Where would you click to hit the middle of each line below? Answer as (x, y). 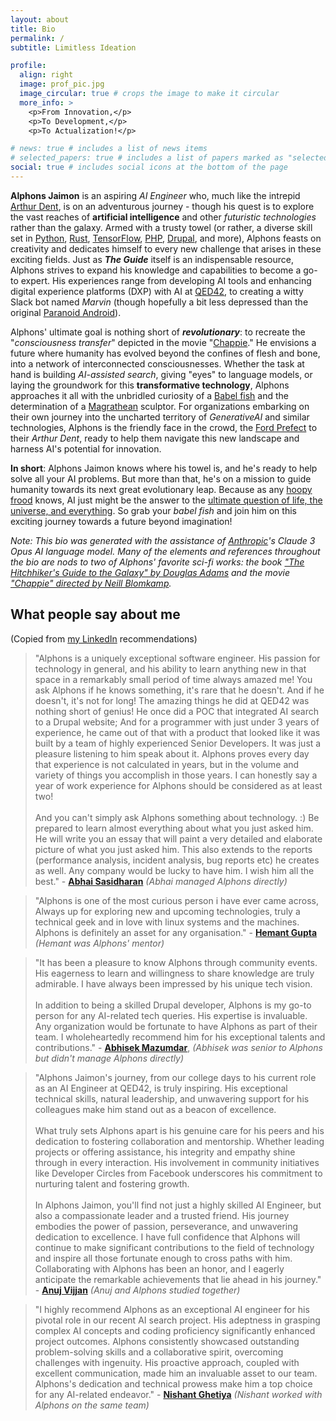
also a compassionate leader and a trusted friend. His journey (162, 1215)
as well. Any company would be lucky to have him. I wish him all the (174, 870)
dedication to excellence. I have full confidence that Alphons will (167, 1237)
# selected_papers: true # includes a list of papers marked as (147, 158)
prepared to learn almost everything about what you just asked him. (174, 828)
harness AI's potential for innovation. (86, 448)
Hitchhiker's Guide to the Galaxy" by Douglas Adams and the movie (150, 572)
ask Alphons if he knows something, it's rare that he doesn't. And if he (179, 690)
